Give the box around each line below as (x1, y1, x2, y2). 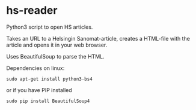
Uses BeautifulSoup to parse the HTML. (6, 53, 105, 60)
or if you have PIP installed (6, 86, 72, 93)
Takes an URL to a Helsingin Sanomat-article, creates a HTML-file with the (6, 35, 191, 42)
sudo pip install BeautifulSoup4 (6, 98, 90, 104)
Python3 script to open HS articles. (6, 23, 93, 30)
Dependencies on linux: (6, 64, 65, 72)
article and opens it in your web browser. (6, 41, 108, 48)
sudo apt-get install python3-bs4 (6, 76, 93, 82)
